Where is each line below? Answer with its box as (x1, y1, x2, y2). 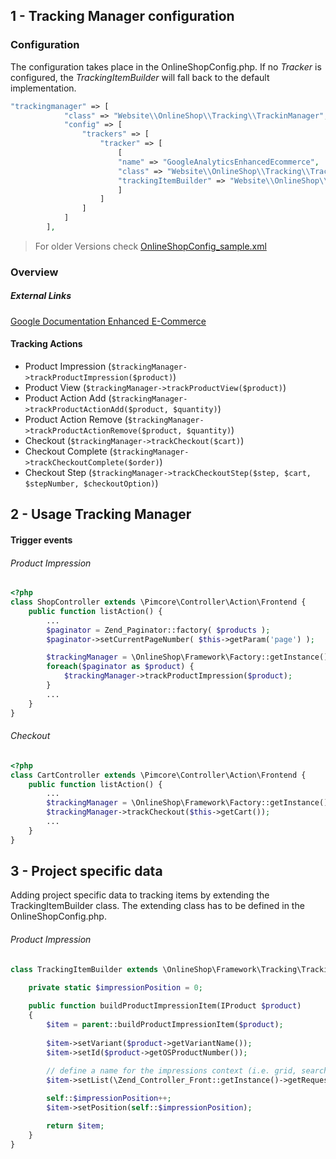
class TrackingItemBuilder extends (10, 964, 159, 974)
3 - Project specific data (10, 863, 163, 880)
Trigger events (10, 534, 73, 546)
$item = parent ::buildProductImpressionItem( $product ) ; (46, 1020, 284, 1030)
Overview (10, 265, 59, 279)
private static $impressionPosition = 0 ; (28, 982, 203, 993)
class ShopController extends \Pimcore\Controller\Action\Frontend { (10, 597, 307, 608)
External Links (10, 290, 72, 302)
